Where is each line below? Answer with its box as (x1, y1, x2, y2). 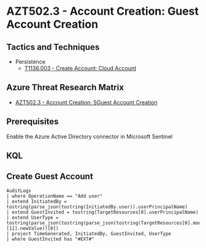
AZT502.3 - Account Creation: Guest (6, 4, 199, 18)
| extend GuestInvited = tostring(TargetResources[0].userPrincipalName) (6, 209, 199, 215)
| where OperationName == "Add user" (6, 193, 103, 199)
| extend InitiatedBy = (6, 198, 67, 204)
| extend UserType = (6, 214, 59, 220)
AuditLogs (6, 187, 32, 194)
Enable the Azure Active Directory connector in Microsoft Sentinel (6, 133, 173, 140)
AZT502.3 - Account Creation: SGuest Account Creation (15, 98, 158, 106)
